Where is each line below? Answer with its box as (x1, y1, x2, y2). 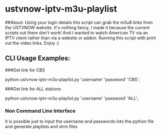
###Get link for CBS (5, 67, 45, 73)
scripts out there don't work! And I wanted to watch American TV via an (5, 30, 148, 35)
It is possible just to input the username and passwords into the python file (5, 118, 154, 124)
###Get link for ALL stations (5, 86, 62, 92)
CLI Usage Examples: (5, 54, 70, 63)
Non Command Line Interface (5, 107, 76, 114)
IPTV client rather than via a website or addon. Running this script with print (5, 35, 156, 41)
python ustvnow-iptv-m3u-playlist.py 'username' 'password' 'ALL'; (5, 95, 139, 101)
